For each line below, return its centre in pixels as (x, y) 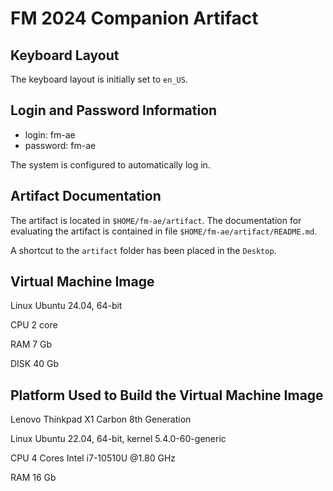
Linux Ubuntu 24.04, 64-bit (66, 306)
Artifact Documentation (86, 196)
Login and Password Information (114, 110)
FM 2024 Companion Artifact (134, 18)
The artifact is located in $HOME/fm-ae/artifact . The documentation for (156, 220)
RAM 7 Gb (31, 344)
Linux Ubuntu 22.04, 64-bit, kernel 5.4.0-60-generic (118, 439)
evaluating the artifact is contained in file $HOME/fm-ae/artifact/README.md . (164, 231)
